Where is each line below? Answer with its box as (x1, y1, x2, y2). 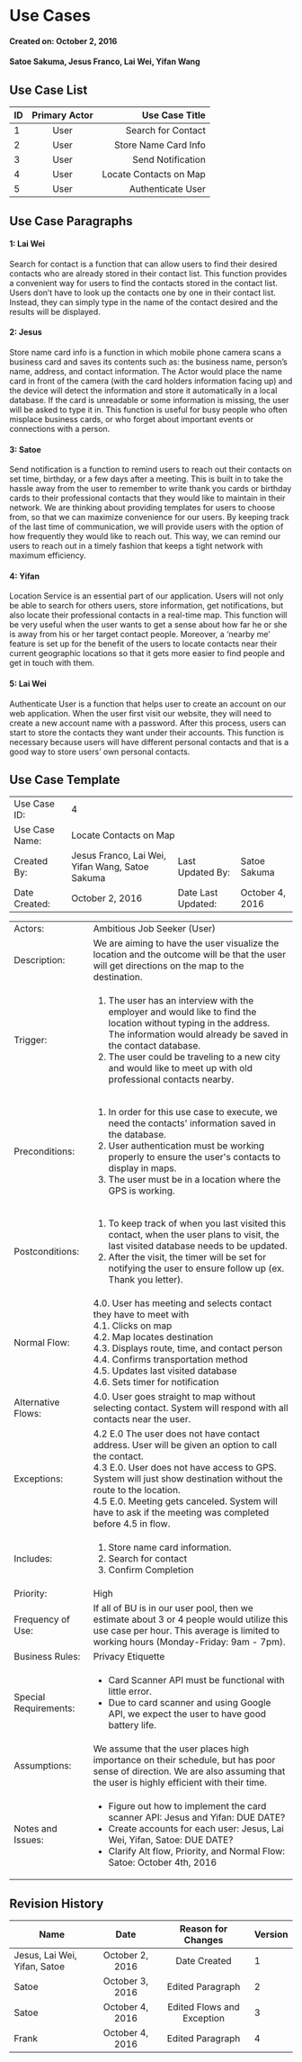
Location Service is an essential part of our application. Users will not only (9, 590, 284, 601)
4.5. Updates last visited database (93, 1364, 237, 1377)
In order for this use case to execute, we (108, 1106, 279, 1119)
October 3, (102, 1975, 149, 1987)
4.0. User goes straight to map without (93, 1391, 256, 1403)
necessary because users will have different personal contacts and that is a (9, 736, 289, 747)
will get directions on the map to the (93, 959, 244, 972)
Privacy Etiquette (93, 1651, 165, 1663)
